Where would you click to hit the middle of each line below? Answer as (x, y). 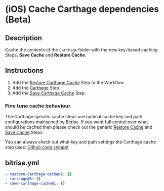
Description (23, 38)
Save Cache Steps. (24, 133)
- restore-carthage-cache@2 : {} (38, 174)
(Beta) (18, 20)
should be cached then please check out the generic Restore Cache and (79, 127)
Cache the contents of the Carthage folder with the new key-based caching (82, 50)
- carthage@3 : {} (23, 179)
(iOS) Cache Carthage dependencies (82, 9)
